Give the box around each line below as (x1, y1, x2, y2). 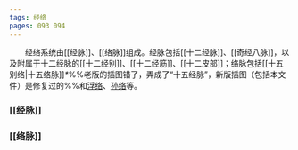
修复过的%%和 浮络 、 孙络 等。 (32, 80, 143, 91)
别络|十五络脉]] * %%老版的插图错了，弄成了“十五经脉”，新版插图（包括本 (9, 68, 278, 80)
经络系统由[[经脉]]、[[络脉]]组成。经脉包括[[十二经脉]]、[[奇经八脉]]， (25, 46, 282, 58)
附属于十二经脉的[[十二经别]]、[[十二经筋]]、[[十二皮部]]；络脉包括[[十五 (16, 58, 284, 68)
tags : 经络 (9, 12, 47, 22)
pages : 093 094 (9, 21, 66, 30)
